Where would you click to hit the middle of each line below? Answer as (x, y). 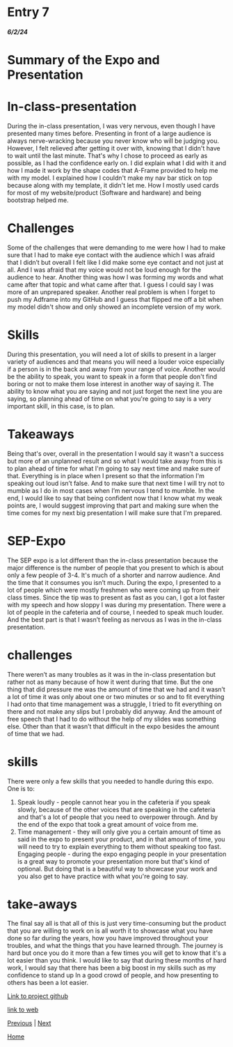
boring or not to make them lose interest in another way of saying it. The (111, 383)
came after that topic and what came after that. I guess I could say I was (111, 284)
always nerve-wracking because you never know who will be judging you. (113, 141)
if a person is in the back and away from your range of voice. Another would (116, 369)
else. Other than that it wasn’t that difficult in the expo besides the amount (113, 726)
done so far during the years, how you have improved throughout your (108, 938)
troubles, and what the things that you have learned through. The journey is (115, 946)
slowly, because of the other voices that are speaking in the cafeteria (116, 809)
